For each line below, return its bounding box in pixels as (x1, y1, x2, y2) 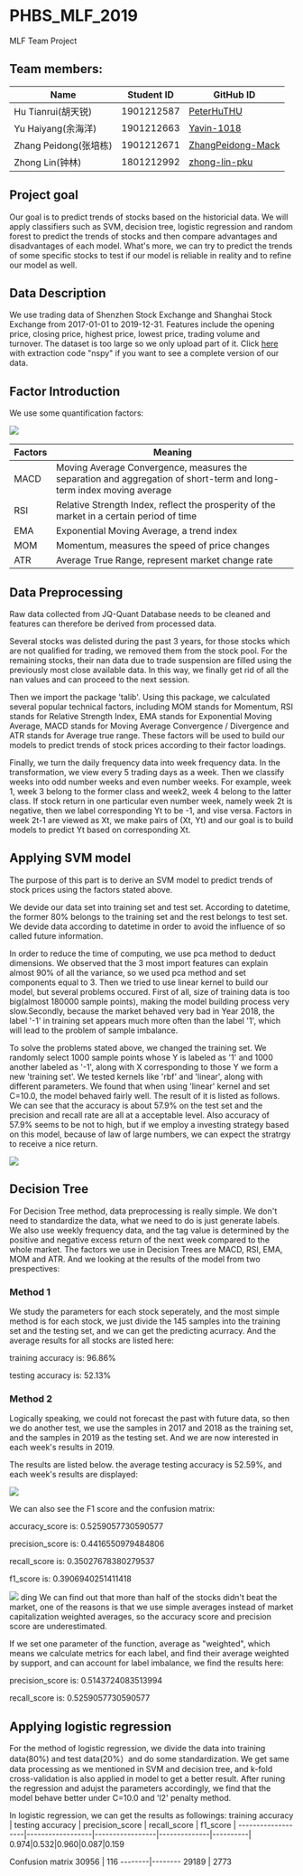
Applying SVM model (9, 850, 132, 866)
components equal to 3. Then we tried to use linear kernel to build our (9, 977, 269, 988)
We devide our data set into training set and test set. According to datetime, (9, 901, 290, 913)
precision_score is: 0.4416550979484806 (9, 1538, 165, 1550)
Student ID (127, 88, 174, 100)
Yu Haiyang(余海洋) (14, 122, 97, 135)
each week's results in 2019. (9, 1442, 115, 1453)
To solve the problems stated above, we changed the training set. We (9, 1042, 268, 1053)
